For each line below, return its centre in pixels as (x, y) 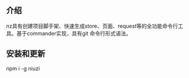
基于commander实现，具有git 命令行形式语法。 (74, 33)
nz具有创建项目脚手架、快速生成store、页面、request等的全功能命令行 (92, 26)
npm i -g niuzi (23, 68)
